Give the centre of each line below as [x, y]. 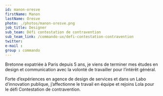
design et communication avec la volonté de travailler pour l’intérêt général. [81, 69]
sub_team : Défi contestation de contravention [53, 32]
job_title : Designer [26, 28]
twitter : [14, 41]
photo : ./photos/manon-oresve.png [40, 23]
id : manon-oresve [23, 10]
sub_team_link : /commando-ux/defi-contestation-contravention [69, 37]
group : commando [23, 50]
